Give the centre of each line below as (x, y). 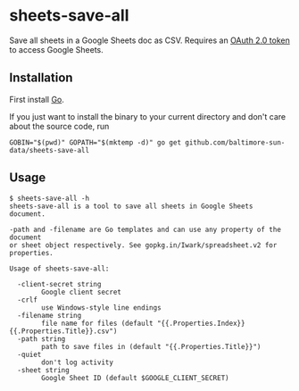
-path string (42, 339)
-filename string (50, 315)
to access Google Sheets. (57, 49)
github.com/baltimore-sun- (235, 142)
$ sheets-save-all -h (50, 198)
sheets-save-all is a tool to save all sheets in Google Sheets (131, 206)
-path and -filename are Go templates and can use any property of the (145, 229)
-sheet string (43, 370)
